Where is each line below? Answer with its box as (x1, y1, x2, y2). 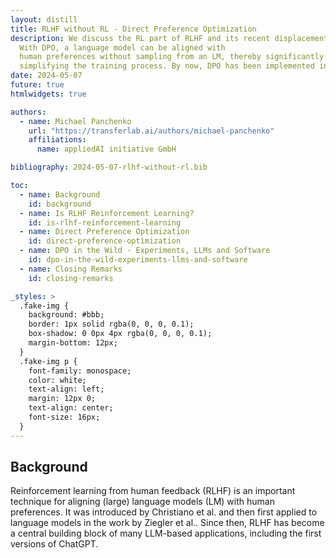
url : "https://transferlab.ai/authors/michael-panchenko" (28, 126, 275, 136)
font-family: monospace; (28, 366, 132, 376)
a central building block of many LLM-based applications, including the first (10, 527, 322, 540)
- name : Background (19, 189, 101, 200)
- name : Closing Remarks (19, 264, 123, 274)
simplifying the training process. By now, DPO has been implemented (19, 61, 315, 71)
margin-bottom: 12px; (28, 338, 118, 348)
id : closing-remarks (28, 273, 114, 283)
